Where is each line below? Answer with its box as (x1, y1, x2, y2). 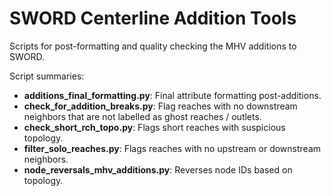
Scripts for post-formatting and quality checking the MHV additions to (9, 40, 297, 52)
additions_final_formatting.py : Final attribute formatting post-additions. (23, 89, 322, 101)
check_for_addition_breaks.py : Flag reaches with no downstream (23, 100, 298, 112)
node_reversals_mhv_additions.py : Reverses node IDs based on (23, 163, 293, 176)
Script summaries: (9, 70, 85, 82)
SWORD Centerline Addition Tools (9, 7, 297, 30)
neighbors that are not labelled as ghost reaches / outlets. (23, 110, 262, 122)
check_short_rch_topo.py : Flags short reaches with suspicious (23, 121, 286, 133)
